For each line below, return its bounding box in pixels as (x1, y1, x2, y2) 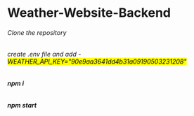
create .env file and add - (7, 50, 82, 59)
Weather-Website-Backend (7, 5, 171, 21)
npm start (7, 101, 37, 109)
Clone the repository (7, 28, 67, 36)
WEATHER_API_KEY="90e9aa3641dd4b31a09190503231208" (7, 57, 187, 66)
